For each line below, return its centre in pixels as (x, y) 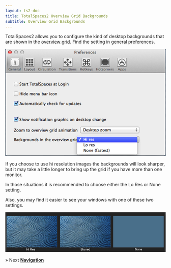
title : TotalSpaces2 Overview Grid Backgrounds (57, 16)
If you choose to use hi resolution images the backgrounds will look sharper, (85, 164)
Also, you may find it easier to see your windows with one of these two (79, 200)
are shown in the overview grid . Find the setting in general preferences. (80, 42)
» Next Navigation (25, 260)
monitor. (14, 175)
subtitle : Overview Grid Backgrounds (45, 21)
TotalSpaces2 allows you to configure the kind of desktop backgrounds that (85, 37)
